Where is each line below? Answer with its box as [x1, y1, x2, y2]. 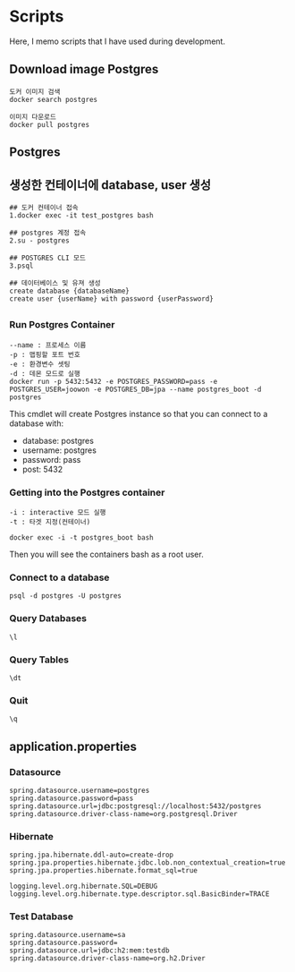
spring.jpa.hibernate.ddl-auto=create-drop [9, 850, 174, 860]
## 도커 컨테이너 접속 [9, 203, 79, 212]
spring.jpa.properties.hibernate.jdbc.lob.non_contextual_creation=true [9, 858, 286, 867]
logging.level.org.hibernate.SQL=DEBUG [9, 882, 158, 891]
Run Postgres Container [9, 319, 115, 331]
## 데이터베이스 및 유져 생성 [9, 278, 101, 287]
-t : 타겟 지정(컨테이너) [9, 517, 91, 527]
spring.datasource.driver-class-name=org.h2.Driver [9, 954, 206, 963]
